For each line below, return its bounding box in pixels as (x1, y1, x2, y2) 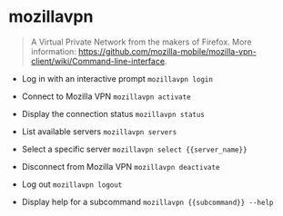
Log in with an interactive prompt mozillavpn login (21, 73, 213, 83)
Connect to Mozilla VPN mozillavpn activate (21, 91, 192, 102)
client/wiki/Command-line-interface (30, 55, 166, 66)
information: (30, 45, 76, 56)
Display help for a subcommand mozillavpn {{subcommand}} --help (21, 196, 274, 207)
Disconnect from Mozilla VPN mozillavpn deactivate (21, 161, 220, 172)
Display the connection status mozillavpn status (21, 108, 206, 119)
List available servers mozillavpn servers (21, 125, 177, 137)
